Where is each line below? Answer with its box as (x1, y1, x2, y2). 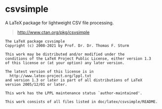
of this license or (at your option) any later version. (5, 60, 125, 65)
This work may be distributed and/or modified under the (5, 52, 125, 57)
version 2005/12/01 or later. (5, 82, 68, 87)
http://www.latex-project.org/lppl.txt (9, 73, 92, 78)
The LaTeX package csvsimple (5, 38, 65, 44)
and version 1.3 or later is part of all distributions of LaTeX (5, 77, 142, 82)
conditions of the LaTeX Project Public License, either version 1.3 (5, 56, 152, 61)
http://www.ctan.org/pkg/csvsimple (17, 29, 90, 35)
